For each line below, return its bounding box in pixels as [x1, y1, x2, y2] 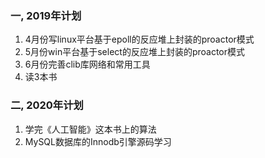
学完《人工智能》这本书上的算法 [24, 123, 157, 135]
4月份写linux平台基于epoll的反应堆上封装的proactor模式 [24, 33, 255, 46]
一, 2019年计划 [10, 8, 82, 22]
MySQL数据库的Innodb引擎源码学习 [24, 135, 172, 147]
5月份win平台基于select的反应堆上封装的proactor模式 [24, 46, 246, 58]
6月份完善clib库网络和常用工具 [24, 58, 151, 71]
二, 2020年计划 [10, 98, 84, 112]
